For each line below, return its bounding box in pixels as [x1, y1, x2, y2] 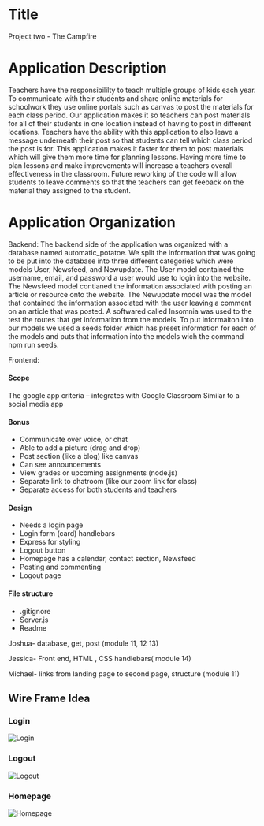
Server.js [19, 615, 49, 624]
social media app [8, 400, 64, 409]
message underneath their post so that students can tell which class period [8, 136, 253, 145]
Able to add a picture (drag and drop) [19, 443, 141, 452]
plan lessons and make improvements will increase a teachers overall [8, 160, 233, 170]
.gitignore [19, 606, 51, 616]
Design [8, 503, 32, 512]
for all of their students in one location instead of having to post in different [8, 118, 251, 128]
